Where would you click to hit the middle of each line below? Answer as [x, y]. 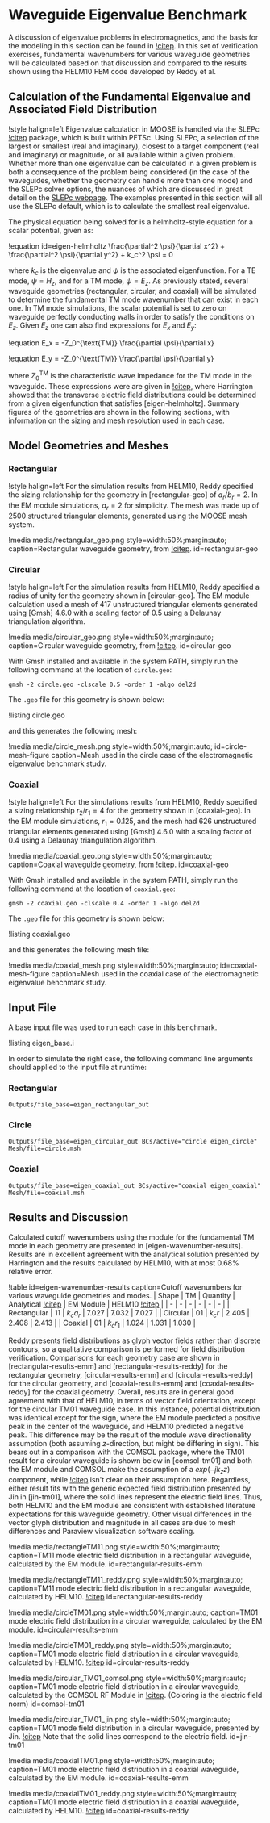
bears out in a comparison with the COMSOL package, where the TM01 [127, 1452]
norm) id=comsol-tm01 [46, 1704]
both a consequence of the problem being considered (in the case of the [129, 172]
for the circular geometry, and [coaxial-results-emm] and [103, 1384]
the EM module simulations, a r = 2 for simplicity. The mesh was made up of [134, 506]
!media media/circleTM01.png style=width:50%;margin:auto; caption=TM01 [133, 1612]
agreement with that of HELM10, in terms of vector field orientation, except [132, 1401]
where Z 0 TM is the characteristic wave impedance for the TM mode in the [130, 376]
